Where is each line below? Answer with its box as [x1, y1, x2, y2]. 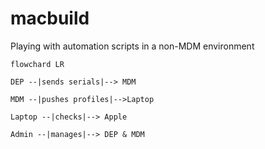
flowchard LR [10, 59, 65, 69]
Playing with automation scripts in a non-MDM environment [10, 40, 255, 52]
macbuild [10, 7, 90, 30]
